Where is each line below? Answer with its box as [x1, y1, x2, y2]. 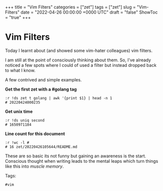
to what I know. [5, 67, 36, 73]
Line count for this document [5, 131, 65, 136]
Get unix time [5, 108, 33, 114]
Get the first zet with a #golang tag [5, 86, 77, 92]
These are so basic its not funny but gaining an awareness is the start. [5, 153, 146, 159]
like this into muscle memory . [5, 163, 64, 169]
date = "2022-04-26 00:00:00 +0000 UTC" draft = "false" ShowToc [20, 9, 158, 15]
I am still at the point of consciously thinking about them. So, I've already [5, 57, 151, 63]
